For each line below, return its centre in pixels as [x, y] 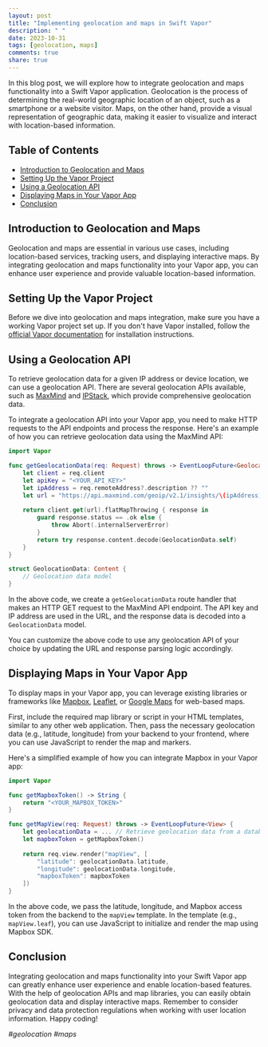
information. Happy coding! [53, 1018]
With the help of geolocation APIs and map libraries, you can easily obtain [130, 993]
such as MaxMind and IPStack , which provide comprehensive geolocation [130, 396]
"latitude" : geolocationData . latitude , [103, 861]
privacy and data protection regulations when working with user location [127, 1009]
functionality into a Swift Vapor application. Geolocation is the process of [128, 91]
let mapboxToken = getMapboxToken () [84, 840]
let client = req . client [64, 473]
